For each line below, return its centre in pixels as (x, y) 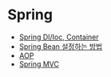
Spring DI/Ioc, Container (59, 37)
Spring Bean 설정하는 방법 (61, 47)
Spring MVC (39, 64)
